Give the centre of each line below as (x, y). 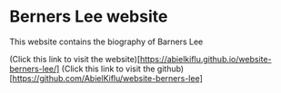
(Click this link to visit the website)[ (75, 59)
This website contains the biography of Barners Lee (106, 42)
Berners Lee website (89, 17)
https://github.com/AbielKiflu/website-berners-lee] (107, 78)
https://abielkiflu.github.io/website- (206, 59)
